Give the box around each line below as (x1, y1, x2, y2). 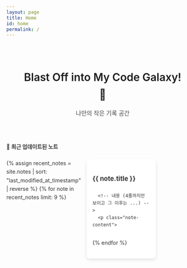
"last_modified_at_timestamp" (6, 176, 81, 184)
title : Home (6, 15, 37, 21)
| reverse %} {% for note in (6, 185, 75, 193)
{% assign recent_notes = (6, 159, 71, 166)
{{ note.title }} (92, 174, 136, 183)
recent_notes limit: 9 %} (6, 193, 67, 201)
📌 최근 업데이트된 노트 (6, 143, 59, 151)
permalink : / (6, 26, 40, 32)
